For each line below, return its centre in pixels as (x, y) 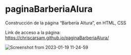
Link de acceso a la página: (33, 32)
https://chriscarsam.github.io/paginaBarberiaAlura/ (57, 38)
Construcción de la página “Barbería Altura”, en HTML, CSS (66, 23)
